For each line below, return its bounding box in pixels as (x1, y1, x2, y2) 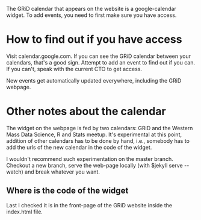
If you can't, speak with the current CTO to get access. (6, 65, 143, 72)
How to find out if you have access (6, 33, 182, 46)
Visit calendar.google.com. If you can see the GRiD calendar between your (6, 52, 191, 60)
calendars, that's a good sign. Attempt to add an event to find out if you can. (6, 58, 196, 66)
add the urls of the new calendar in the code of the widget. (6, 143, 152, 151)
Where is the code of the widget (6, 186, 129, 196)
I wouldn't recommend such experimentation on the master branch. (6, 155, 173, 162)
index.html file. (6, 208, 43, 215)
